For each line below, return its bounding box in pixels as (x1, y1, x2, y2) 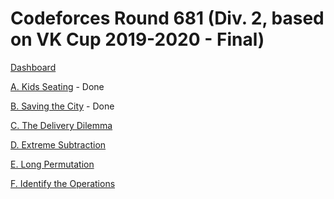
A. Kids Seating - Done (10, 80, 105, 92)
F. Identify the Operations (10, 177, 116, 189)
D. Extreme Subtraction (10, 138, 107, 151)
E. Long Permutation (10, 158, 95, 170)
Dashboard (10, 61, 57, 73)
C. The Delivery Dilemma (10, 119, 113, 131)
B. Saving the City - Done (10, 100, 115, 112)
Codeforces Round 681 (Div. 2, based (10, 7, 325, 30)
